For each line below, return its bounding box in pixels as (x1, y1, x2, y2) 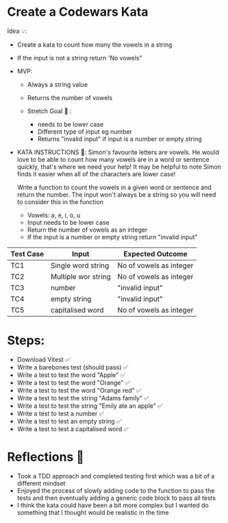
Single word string (50, 260, 110, 270)
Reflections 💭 (7, 450, 84, 465)
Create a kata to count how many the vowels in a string (16, 40, 173, 49)
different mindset (16, 479, 66, 487)
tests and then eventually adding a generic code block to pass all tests (16, 494, 216, 502)
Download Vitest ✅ (16, 355, 71, 363)
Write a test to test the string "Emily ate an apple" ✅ (16, 402, 163, 410)
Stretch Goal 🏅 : (27, 107, 72, 115)
